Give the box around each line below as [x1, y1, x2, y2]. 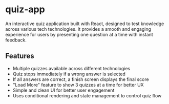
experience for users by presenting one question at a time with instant [5, 31, 154, 37]
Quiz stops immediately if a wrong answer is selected [12, 71, 125, 77]
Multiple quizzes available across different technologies [12, 65, 131, 71]
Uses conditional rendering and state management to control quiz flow [12, 92, 162, 98]
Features [5, 52, 34, 60]
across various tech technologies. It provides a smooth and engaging [5, 26, 152, 32]
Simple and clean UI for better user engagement [12, 87, 115, 93]
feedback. [5, 37, 27, 43]
